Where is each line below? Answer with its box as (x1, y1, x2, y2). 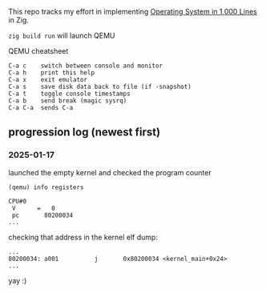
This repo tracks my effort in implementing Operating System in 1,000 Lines (8, 7, 258, 16)
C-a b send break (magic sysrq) (8, 97, 127, 105)
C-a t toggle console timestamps (8, 90, 131, 98)
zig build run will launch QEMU (8, 31, 115, 40)
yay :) (8, 275, 27, 285)
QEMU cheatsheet (8, 46, 69, 55)
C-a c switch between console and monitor (8, 62, 163, 70)
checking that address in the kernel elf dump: (8, 232, 159, 242)
